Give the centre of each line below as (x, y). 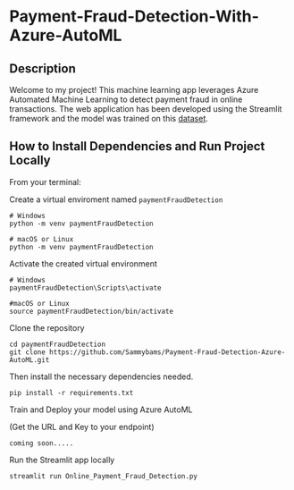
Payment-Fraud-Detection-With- (134, 17)
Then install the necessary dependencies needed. (101, 376)
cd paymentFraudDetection (57, 344)
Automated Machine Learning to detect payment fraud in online (126, 99)
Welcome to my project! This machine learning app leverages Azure (134, 90)
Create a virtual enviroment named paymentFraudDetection (116, 199)
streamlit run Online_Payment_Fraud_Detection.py (104, 476)
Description (42, 68)
